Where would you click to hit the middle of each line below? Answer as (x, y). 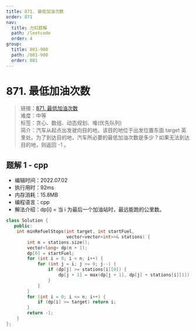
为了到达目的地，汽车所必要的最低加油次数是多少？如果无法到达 (113, 137)
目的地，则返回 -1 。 (44, 145)
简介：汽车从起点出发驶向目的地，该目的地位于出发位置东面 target (100, 130)
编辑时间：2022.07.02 (41, 180)
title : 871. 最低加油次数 (35, 11)
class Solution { (27, 221)
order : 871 (19, 17)
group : (14, 44)
